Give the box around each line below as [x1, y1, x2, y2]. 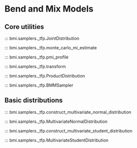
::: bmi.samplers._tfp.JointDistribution [4, 35, 80, 41]
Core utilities [4, 23, 44, 31]
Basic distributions [4, 96, 63, 104]
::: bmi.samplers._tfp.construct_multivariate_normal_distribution [4, 109, 132, 115]
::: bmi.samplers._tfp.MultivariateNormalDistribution [4, 118, 108, 124]
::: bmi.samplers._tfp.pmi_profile [4, 54, 69, 60]
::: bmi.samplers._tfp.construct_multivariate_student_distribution [4, 128, 133, 133]
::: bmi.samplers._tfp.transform [4, 64, 66, 69]
